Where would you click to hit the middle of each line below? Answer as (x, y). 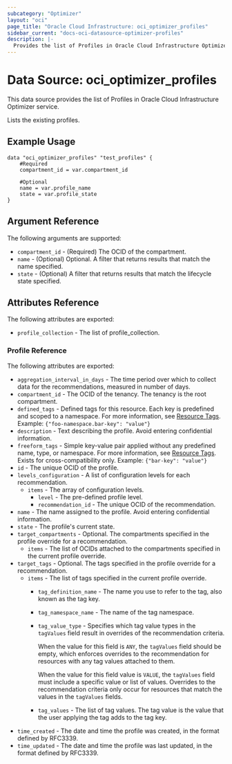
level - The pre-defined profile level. (90, 497)
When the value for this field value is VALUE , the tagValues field (126, 674)
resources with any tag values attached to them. (106, 661)
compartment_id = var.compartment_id (74, 170)
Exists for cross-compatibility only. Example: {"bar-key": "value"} (112, 460)
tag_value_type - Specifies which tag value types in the (117, 625)
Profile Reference (37, 350)
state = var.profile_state (58, 194)
